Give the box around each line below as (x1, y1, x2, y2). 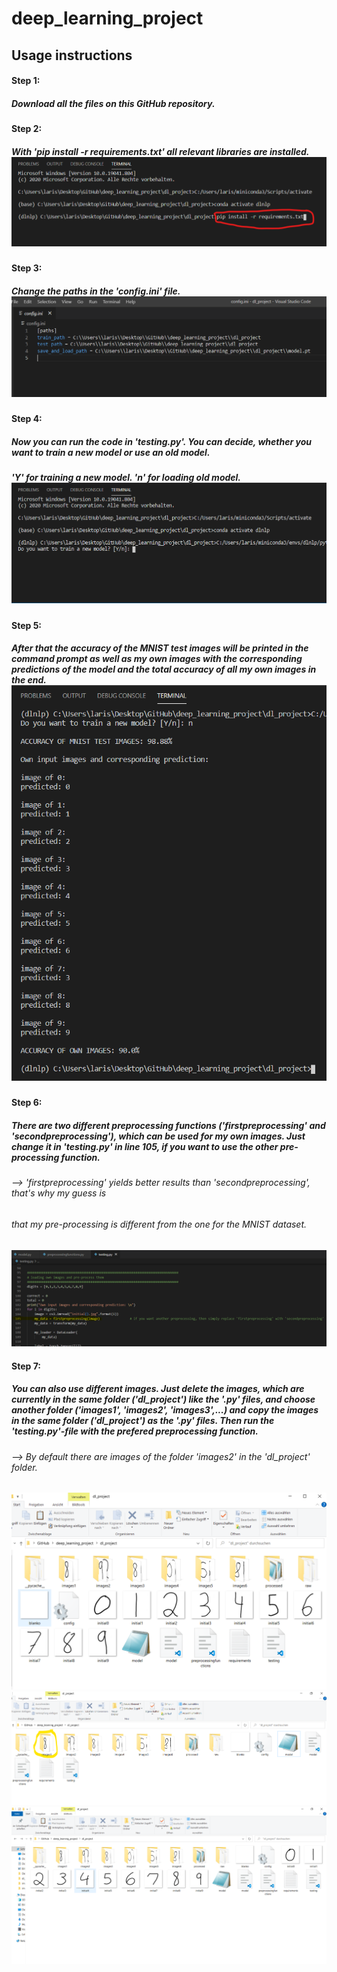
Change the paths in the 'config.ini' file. (11, 285, 181, 297)
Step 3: (11, 262, 43, 274)
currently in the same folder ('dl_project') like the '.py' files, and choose (11, 1393, 316, 1406)
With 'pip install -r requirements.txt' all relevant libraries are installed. (11, 145, 310, 157)
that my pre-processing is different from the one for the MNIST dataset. (11, 1218, 308, 1231)
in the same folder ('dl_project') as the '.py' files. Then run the (11, 1415, 275, 1427)
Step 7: (11, 1360, 41, 1372)
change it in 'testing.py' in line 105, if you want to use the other (11, 1141, 279, 1153)
